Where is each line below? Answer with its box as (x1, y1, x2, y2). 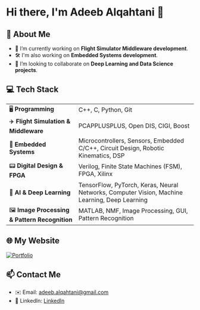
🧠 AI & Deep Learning (9, 188, 71, 196)
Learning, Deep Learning (78, 196, 148, 204)
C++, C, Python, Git (78, 106, 133, 114)
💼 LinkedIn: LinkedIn (14, 297, 65, 305)
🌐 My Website (6, 235, 60, 246)
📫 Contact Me (6, 269, 61, 280)
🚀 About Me (6, 29, 51, 39)
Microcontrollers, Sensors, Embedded (78, 137, 185, 145)
